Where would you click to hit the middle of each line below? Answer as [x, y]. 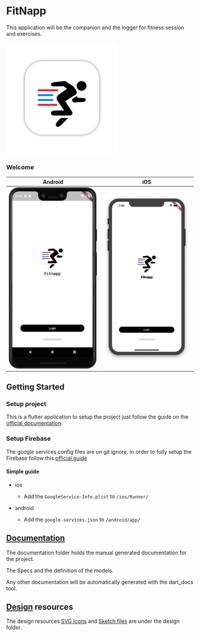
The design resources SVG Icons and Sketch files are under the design [93, 621]
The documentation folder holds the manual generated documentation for [96, 553]
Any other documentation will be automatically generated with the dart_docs [100, 582]
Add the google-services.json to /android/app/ [82, 519]
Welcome [20, 167]
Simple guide [23, 472]
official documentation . [35, 423]
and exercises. [24, 33]
